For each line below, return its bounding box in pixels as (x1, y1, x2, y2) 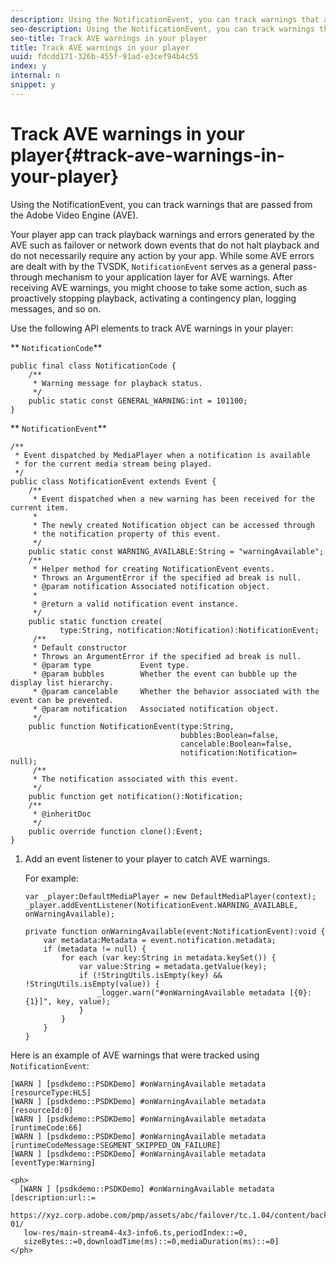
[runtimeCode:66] (10, 1122, 83, 1133)
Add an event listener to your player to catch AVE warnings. (24, 852, 271, 865)
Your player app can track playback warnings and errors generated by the (10, 228, 315, 240)
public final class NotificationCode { (10, 361, 177, 371)
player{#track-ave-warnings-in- (10, 144, 285, 166)
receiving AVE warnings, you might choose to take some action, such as (10, 281, 308, 293)
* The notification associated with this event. (32, 774, 240, 784)
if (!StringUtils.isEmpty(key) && (78, 970, 223, 980)
